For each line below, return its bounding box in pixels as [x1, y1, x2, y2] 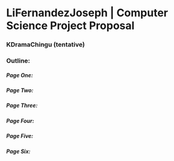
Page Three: [6, 102, 38, 109]
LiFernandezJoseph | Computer [6, 6, 169, 20]
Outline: [6, 57, 31, 65]
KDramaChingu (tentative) [6, 40, 85, 49]
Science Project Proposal [6, 19, 135, 33]
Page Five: [6, 133, 34, 140]
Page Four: [6, 117, 34, 124]
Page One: [6, 71, 33, 78]
